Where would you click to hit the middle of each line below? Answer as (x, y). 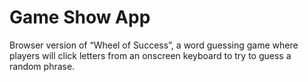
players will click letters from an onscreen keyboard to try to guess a (150, 55)
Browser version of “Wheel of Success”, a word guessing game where (154, 45)
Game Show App (80, 17)
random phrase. (42, 66)
